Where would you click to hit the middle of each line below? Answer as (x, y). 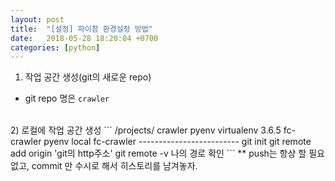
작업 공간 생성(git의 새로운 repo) (88, 77)
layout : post (37, 19)
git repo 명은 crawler (67, 98)
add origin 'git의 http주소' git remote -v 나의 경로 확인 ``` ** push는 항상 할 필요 (167, 153)
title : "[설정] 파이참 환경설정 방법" (81, 29)
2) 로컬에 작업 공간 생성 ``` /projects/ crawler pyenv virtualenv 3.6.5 (146, 130)
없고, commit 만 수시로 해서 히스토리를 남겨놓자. (104, 166)
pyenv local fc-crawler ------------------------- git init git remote (177, 142)
